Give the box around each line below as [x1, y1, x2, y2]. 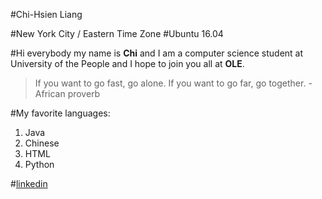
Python [24, 159, 55, 170]
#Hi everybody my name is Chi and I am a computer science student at [10, 47, 304, 59]
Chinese [24, 137, 60, 149]
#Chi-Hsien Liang [10, 9, 83, 20]
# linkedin [10, 178, 48, 189]
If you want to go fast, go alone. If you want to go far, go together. [34, 77, 307, 89]
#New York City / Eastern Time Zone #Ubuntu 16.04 [10, 28, 224, 39]
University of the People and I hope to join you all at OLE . [10, 58, 245, 69]
